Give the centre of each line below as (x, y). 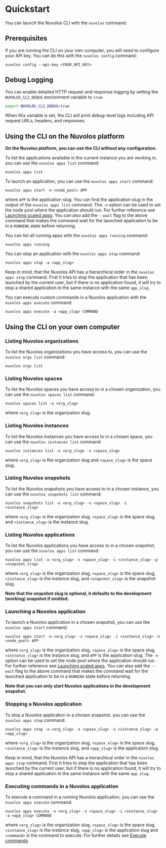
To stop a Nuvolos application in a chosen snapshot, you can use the (75, 715)
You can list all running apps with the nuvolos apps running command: (77, 236)
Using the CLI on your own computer (62, 327)
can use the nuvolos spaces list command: (50, 395)
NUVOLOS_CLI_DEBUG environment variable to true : (54, 97)
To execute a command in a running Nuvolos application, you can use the (80, 797)
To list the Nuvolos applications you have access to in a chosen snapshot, (80, 546)
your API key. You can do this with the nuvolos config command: (71, 55)
